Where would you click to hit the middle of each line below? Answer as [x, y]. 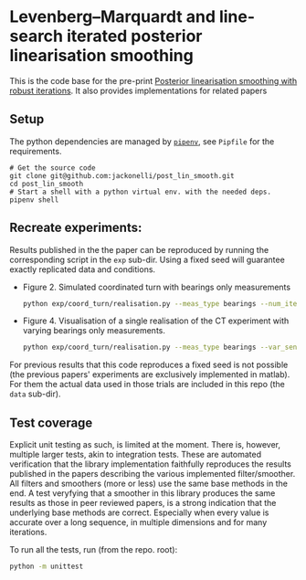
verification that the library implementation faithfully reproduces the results [151, 464]
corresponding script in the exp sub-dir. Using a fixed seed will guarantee [147, 259]
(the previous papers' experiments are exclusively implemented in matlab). [150, 374]
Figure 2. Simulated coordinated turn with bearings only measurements [156, 287]
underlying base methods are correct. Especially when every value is [139, 512]
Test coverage [51, 422]
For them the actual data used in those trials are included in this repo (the [147, 385]
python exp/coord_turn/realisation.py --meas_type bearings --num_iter [162, 303]
